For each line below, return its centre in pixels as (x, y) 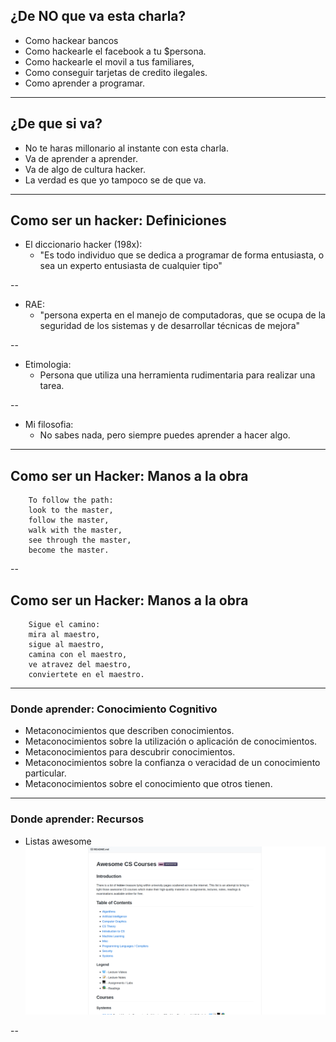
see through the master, (80, 540)
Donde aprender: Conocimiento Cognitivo (114, 709)
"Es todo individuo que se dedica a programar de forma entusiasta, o (182, 255)
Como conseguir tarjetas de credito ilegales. (116, 72)
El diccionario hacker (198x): (83, 245)
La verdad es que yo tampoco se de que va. (115, 180)
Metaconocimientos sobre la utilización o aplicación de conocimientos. (171, 741)
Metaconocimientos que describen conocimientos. (129, 731)
